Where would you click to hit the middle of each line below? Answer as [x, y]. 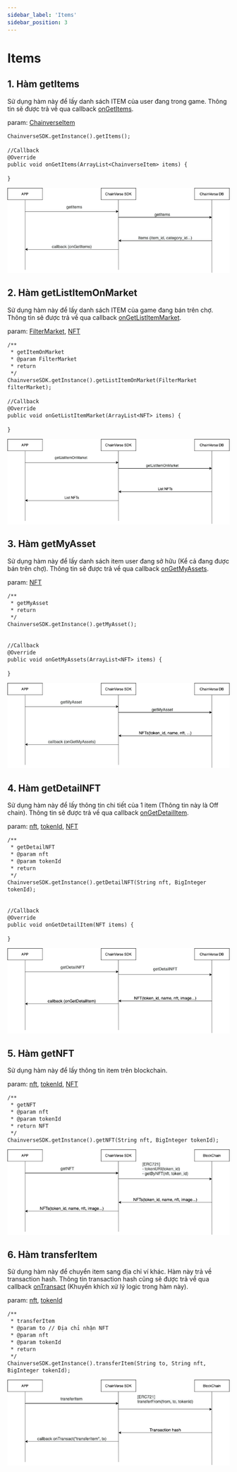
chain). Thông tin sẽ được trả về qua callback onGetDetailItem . [98, 813]
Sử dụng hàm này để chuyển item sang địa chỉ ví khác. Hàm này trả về [110, 1271]
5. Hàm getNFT [41, 1053]
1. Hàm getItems [43, 84]
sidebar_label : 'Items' [42, 15]
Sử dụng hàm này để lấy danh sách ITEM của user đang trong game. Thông [117, 101]
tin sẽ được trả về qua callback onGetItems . [71, 109]
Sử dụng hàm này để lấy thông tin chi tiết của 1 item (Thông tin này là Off [113, 806]
